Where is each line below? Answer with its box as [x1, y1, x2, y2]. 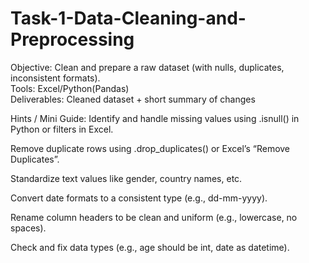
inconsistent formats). [10, 72, 101, 84]
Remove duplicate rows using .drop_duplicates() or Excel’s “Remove [10, 142, 291, 154]
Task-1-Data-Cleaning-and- [10, 7, 247, 30]
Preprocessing [10, 28, 135, 51]
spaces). [10, 222, 47, 234]
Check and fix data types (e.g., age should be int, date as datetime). [10, 241, 290, 253]
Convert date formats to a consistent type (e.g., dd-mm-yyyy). [10, 192, 268, 204]
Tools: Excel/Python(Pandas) [10, 82, 130, 94]
